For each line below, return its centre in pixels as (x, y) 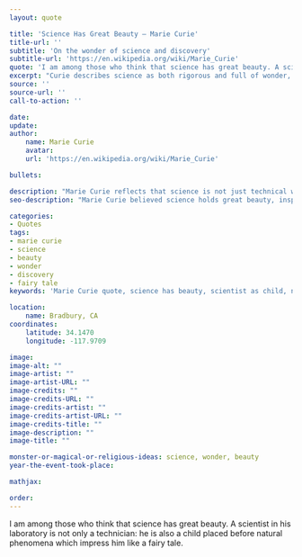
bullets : (26, 175)
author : (24, 134)
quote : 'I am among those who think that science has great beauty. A (144, 67)
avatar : (40, 151)
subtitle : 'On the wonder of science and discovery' (110, 50)
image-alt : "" (36, 365)
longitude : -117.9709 (66, 341)
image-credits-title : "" (56, 424)
